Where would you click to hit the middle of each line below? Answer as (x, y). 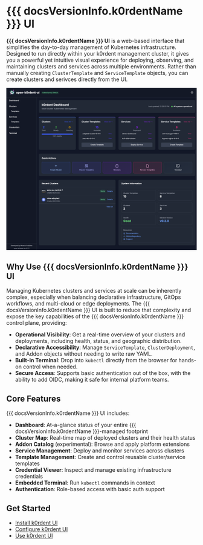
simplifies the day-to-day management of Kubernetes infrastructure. (91, 47)
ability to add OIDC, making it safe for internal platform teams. (92, 380)
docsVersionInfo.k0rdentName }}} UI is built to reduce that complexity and (99, 310)
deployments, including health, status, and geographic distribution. (98, 341)
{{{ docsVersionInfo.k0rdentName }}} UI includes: (68, 413)
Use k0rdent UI (34, 536)
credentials (29, 477)
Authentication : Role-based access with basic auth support (90, 489)
